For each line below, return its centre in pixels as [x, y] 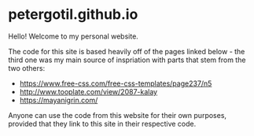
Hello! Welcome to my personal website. [74, 36]
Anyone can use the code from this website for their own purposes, [117, 115]
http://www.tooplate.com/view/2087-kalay [88, 91]
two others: [27, 68]
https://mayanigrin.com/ [59, 100]
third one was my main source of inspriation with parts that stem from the [127, 60]
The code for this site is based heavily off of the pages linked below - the [127, 51]
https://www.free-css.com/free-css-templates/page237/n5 [116, 83]
